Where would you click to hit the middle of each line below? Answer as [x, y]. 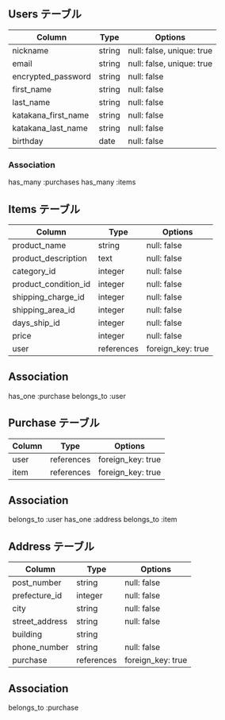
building [27, 634]
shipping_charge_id [48, 296]
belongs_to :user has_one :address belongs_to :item [93, 520]
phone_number [40, 648]
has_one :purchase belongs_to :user [67, 396]
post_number [37, 583]
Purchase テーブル [54, 423]
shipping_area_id [44, 310]
